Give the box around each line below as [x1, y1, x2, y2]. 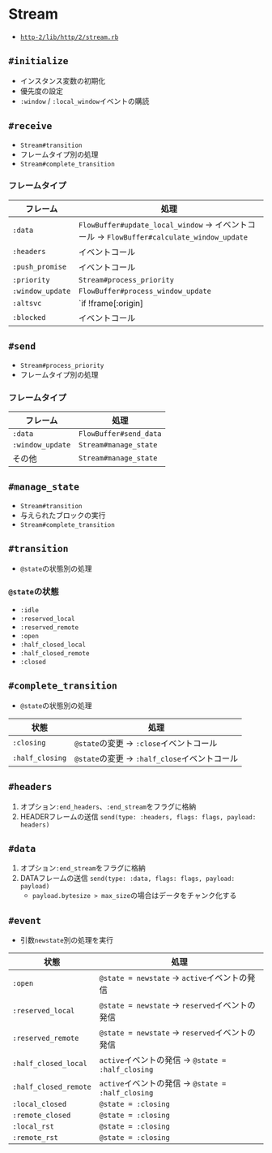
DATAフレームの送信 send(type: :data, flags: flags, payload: [19, 874, 236, 883]
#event [8, 914, 42, 926]
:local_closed [12, 1099, 67, 1109]
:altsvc [12, 298, 42, 308]
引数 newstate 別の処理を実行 [19, 935, 114, 945]
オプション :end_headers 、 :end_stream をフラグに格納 [19, 801, 197, 811]
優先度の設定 [19, 86, 63, 96]
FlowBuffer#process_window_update [78, 286, 212, 296]
